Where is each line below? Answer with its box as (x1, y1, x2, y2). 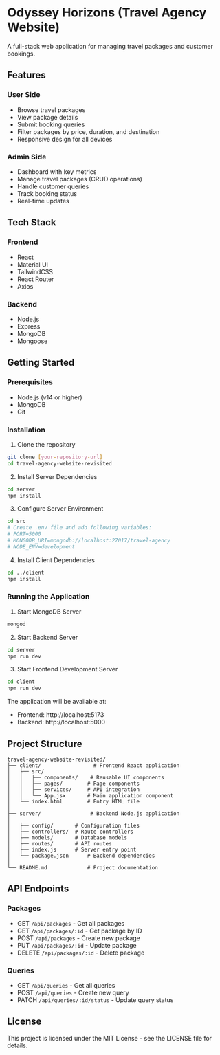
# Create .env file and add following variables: (7, 524, 153, 531)
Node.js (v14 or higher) (16, 393, 82, 401)
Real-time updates (16, 197, 70, 205)
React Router (16, 275, 54, 283)
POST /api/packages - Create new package (16, 933, 141, 942)
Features (7, 69, 46, 81)
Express (16, 322, 41, 331)
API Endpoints (7, 883, 69, 895)
